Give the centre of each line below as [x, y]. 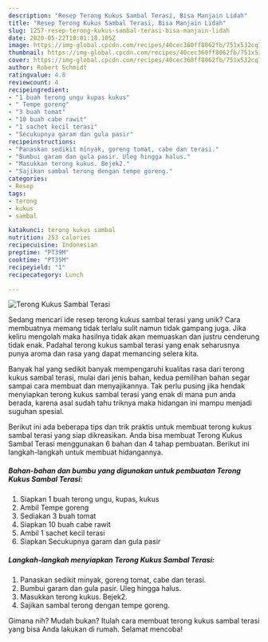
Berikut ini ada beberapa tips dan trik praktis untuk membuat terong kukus [130, 427]
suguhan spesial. [36, 412]
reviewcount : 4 [33, 82]
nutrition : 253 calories [49, 238]
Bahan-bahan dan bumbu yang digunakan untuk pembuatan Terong [125, 471]
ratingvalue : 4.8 [37, 75]
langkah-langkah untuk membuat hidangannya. [86, 452]
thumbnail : [26, 53]
